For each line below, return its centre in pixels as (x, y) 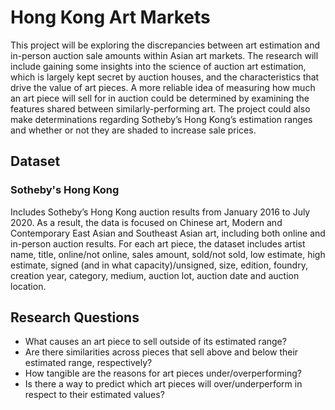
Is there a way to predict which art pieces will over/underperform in (163, 384)
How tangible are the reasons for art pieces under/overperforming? (163, 373)
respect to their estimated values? (94, 395)
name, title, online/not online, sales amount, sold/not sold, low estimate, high (168, 254)
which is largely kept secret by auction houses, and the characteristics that (165, 77)
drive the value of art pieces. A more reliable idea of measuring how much (163, 87)
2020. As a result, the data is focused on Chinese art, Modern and (146, 222)
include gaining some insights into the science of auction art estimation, (158, 66)
